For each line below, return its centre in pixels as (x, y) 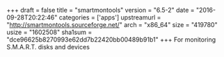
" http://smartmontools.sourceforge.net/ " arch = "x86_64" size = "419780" (112, 25)
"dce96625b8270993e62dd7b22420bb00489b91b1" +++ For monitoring (111, 40)
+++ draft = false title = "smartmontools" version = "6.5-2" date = (101, 10)
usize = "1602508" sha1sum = (49, 32)
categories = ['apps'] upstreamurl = (110, 17)
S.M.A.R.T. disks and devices (48, 47)
